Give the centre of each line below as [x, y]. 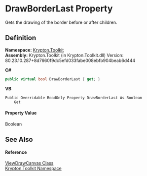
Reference [16, 152]
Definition [20, 38]
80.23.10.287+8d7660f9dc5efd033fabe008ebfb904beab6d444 [70, 60]
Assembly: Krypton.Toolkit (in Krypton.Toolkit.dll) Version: [64, 55]
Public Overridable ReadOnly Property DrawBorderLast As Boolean [73, 98]
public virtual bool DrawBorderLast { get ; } [53, 79]
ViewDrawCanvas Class [29, 163]
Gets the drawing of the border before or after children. [61, 22]
